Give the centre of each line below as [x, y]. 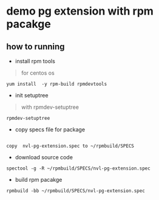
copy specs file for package [50, 129]
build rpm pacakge [39, 180]
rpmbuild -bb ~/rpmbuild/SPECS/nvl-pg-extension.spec [76, 191]
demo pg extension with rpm [80, 11]
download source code [44, 157]
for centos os [38, 73]
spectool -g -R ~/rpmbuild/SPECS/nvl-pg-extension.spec [78, 168]
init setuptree [32, 95]
